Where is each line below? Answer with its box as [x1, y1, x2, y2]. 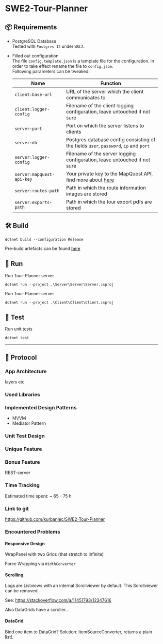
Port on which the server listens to [66, 122, 144, 129]
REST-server [5, 470, 31, 475]
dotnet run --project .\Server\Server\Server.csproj [5, 282, 114, 287]
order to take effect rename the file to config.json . [12, 63, 114, 69]
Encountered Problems [5, 529, 61, 535]
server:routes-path [14, 188, 60, 193]
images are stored [66, 190, 108, 197]
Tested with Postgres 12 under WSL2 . [12, 43, 85, 49]
